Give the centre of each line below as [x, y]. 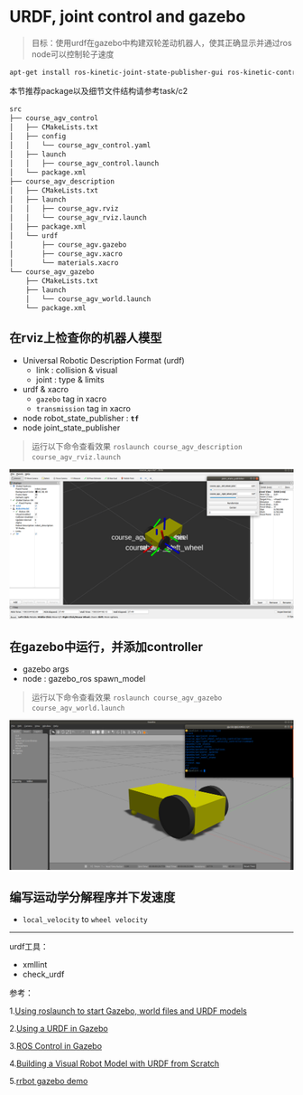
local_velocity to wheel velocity [85, 920]
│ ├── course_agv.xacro [66, 254]
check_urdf [43, 975]
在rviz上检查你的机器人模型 [86, 338]
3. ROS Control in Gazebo [55, 1046]
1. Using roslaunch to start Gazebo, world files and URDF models [129, 1011]
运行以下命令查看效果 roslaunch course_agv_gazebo [127, 697]
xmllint [35, 965]
